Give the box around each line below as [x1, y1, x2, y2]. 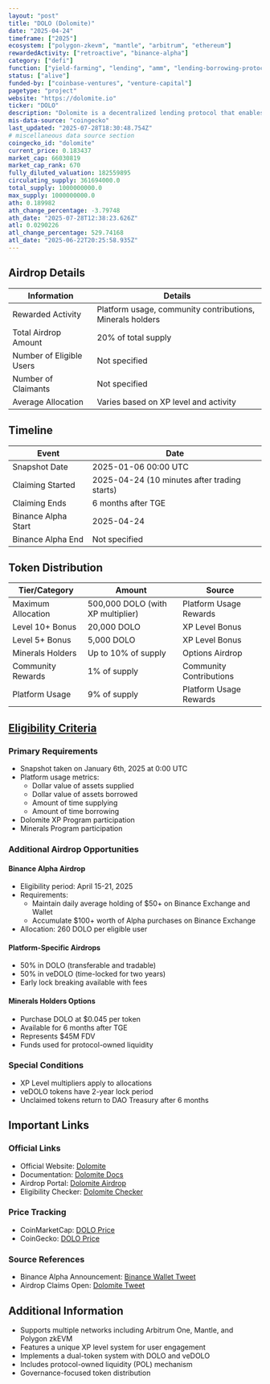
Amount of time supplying [31, 798, 118, 808]
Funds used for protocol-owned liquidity [19, 1039, 154, 1049]
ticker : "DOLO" [8, 101, 59, 109]
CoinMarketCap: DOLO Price [19, 1225, 115, 1234]
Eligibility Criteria [8, 721, 97, 735]
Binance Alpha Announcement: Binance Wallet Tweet [19, 1272, 196, 1282]
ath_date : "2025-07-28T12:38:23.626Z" [8, 214, 138, 222]
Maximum [12, 598, 50, 609]
